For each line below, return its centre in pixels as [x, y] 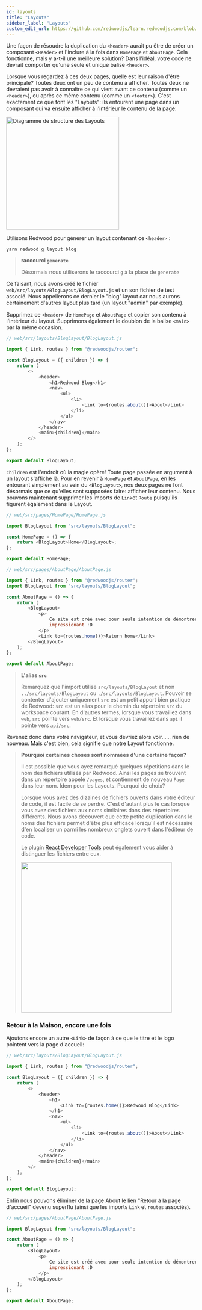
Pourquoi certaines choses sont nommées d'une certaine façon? [104, 755]
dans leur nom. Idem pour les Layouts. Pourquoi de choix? [93, 786]
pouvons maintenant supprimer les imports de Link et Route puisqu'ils [92, 498]
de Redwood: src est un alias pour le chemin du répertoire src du [102, 706]
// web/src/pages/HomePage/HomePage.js [56, 515]
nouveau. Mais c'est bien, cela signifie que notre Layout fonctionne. [90, 743]
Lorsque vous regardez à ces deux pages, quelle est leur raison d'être [93, 76]
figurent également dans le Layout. [49, 504]
